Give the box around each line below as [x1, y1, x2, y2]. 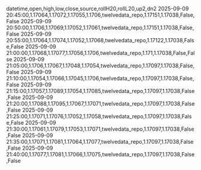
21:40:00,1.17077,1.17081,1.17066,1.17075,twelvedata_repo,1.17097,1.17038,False [6, 151, 195, 157]
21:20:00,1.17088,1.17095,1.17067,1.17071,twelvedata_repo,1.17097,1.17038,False [6, 100, 195, 107]
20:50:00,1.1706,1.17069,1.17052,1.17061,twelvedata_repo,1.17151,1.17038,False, [6, 24, 194, 31]
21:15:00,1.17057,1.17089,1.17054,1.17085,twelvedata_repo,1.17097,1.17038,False [6, 88, 195, 94]
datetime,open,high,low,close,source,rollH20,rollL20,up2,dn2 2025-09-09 [6, 5, 189, 12]
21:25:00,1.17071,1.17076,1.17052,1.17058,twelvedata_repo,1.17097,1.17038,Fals [6, 113, 192, 120]
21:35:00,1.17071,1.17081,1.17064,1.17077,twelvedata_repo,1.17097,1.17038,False [6, 138, 194, 145]
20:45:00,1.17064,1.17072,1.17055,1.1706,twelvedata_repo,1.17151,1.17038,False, [6, 11, 195, 18]
